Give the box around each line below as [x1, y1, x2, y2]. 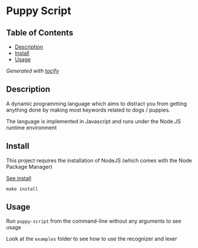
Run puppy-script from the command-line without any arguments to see [6, 217, 181, 225]
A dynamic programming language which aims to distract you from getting [6, 100, 187, 107]
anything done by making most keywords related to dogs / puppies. [6, 106, 170, 113]
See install [6, 174, 31, 181]
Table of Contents [6, 28, 74, 38]
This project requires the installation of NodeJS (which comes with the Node [6, 156, 192, 164]
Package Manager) [6, 163, 53, 170]
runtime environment [6, 124, 57, 131]
